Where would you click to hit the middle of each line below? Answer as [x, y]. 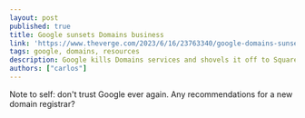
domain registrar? [42, 103]
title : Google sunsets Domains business [87, 34]
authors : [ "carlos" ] [49, 69]
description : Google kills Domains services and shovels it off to [140, 60]
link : [20, 43]
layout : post [34, 18]
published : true [40, 26]
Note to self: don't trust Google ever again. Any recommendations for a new [151, 94]
